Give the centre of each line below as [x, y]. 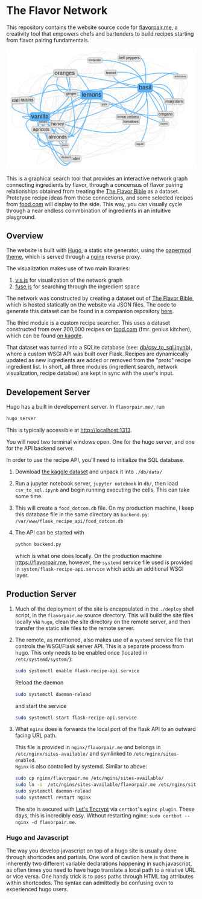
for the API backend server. [40, 449]
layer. [22, 576]
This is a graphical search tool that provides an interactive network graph [97, 178]
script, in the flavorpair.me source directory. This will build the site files [104, 615]
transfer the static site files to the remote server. [75, 628]
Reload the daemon [39, 682]
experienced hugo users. [37, 889]
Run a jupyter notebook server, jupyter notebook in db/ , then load [96, 484]
